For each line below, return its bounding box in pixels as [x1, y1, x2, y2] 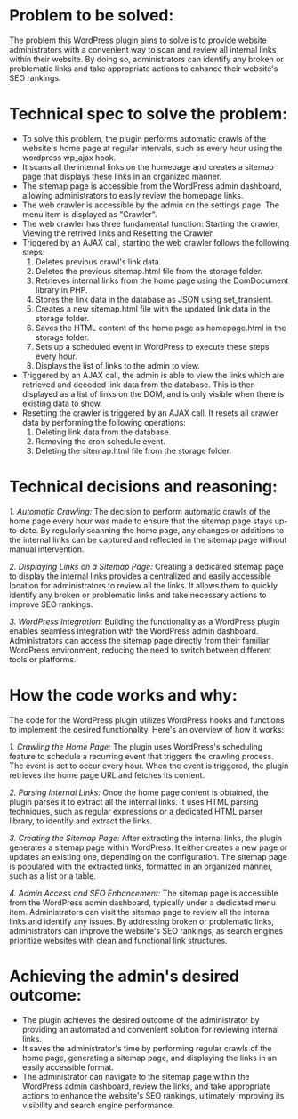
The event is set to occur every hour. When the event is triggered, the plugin [9, 760, 289, 771]
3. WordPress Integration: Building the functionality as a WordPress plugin [9, 616, 280, 627]
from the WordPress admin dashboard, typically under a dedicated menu [9, 896, 277, 908]
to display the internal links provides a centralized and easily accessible [9, 571, 271, 581]
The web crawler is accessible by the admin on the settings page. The [21, 199, 280, 210]
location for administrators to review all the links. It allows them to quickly [9, 580, 278, 590]
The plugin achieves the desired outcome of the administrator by [21, 1014, 260, 1025]
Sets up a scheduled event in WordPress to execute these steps [35, 341, 270, 352]
